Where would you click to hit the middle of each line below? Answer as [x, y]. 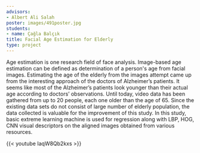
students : [19, 28]
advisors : [19, 12]
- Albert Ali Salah [30, 17]
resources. [19, 131]
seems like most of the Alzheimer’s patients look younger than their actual [97, 87]
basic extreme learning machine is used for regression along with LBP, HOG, [100, 119]
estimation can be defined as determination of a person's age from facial [96, 68]
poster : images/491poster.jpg [44, 23]
